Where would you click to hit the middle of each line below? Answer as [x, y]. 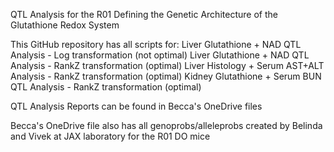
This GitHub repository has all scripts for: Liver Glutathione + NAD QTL [156, 44]
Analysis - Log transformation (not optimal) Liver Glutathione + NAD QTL [160, 55]
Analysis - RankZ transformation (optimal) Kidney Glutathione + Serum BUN [166, 76]
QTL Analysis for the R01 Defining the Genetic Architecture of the [144, 14]
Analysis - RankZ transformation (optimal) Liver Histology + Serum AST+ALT [167, 65]
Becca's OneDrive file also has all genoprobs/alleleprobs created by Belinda [166, 125]
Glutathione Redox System [65, 25]
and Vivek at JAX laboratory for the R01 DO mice [110, 136]
